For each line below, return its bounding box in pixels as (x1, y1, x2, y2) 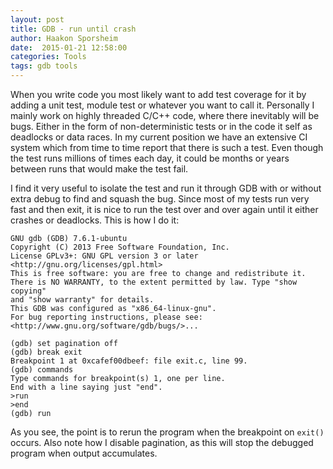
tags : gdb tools (10, 61, 78, 71)
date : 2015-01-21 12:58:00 (10, 42, 128, 53)
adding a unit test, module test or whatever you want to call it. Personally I (10, 99, 315, 111)
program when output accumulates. (10, 447, 158, 459)
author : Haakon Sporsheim (10, 33, 118, 43)
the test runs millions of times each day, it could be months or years (10, 152, 290, 164)
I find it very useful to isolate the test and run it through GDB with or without (10, 182, 322, 194)
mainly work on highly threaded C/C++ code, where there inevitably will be (10, 110, 320, 121)
